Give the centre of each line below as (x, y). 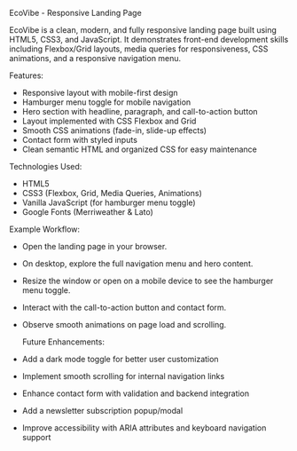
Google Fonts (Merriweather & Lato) (87, 212)
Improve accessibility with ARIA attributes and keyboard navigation (144, 428)
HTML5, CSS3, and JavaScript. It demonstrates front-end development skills (149, 40)
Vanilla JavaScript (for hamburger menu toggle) (109, 202)
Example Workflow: (45, 229)
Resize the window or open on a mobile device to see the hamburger (148, 281)
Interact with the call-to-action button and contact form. (124, 307)
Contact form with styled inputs (79, 140)
